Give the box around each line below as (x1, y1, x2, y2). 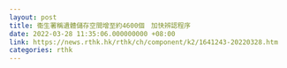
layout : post (9, 12, 57, 22)
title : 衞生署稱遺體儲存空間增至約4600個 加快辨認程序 (9, 21, 192, 30)
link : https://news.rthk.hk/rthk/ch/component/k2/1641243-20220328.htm (9, 37, 278, 47)
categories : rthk (9, 46, 73, 55)
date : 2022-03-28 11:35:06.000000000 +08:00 (9, 29, 176, 38)
